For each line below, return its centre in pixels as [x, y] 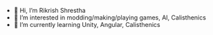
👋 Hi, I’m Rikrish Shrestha [50, 10]
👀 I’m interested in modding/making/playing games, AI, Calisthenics [110, 17]
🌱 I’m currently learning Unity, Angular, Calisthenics [87, 25]
